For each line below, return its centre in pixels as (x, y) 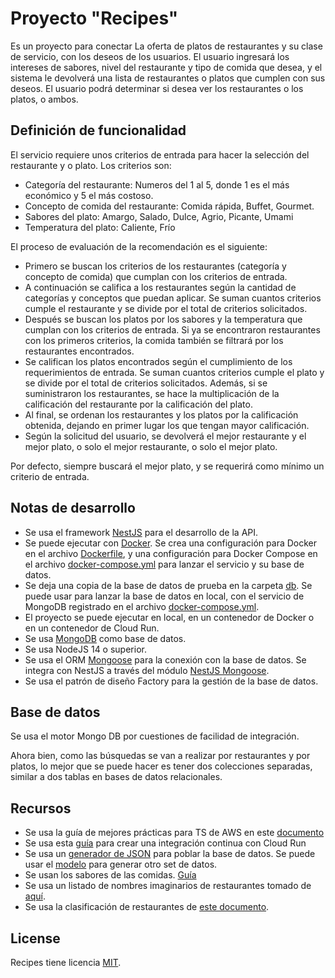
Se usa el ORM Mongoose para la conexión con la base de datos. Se (165, 659)
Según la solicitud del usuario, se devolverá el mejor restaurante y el (165, 436)
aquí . (35, 896)
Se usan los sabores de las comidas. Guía (110, 875)
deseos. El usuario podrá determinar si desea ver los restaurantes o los (157, 88)
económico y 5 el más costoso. (89, 195)
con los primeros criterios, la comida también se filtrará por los (154, 340)
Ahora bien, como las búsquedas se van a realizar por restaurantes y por (160, 756)
